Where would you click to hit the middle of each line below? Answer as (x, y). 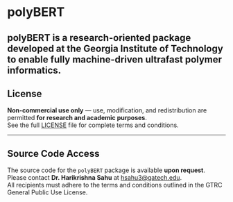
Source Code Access (53, 153)
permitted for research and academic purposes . (77, 118)
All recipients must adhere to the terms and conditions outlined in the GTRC (115, 185)
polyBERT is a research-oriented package (99, 38)
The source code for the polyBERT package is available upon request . (106, 170)
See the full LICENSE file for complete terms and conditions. (93, 125)
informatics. (34, 70)
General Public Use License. (48, 192)
